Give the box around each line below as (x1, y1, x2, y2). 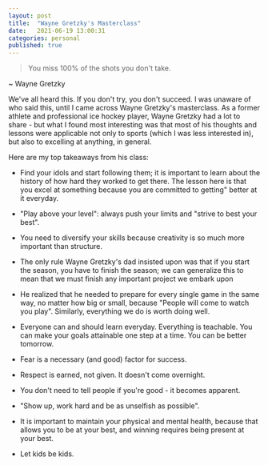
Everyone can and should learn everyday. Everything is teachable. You (19, 322, 253, 332)
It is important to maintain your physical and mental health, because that (19, 417, 258, 427)
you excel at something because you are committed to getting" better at (19, 185, 258, 194)
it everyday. (19, 194, 58, 203)
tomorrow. (19, 339, 54, 349)
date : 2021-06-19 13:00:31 (8, 26, 106, 34)
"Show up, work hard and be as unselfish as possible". (19, 401, 200, 411)
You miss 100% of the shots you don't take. (27, 63, 171, 73)
